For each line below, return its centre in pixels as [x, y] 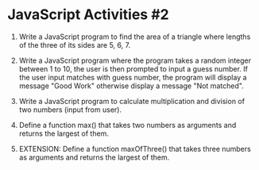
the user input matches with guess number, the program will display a [133, 77]
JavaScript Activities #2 [88, 15]
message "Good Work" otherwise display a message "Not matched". [131, 86]
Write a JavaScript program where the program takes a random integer [135, 60]
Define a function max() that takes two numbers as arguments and [128, 125]
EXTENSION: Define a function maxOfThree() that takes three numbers [135, 149]
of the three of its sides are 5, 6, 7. [75, 44]
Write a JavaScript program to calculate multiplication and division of [132, 101]
